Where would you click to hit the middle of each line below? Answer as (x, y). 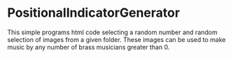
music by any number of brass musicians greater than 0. (89, 47)
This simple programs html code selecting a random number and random (113, 32)
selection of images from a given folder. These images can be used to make (116, 39)
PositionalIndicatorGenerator (94, 13)
